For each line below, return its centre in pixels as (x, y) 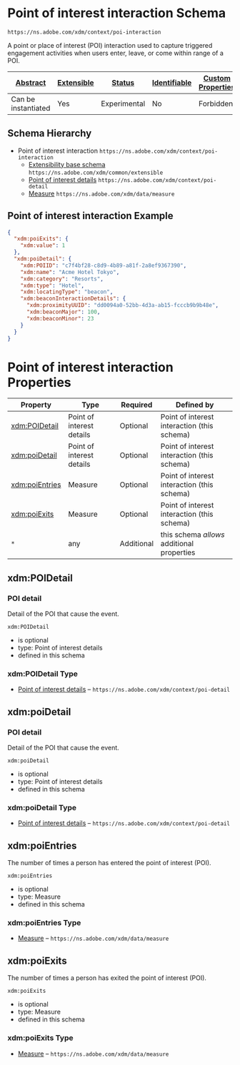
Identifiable (172, 82)
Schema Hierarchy (50, 133)
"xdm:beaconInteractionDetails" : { (73, 299)
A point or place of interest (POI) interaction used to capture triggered (110, 45)
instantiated (31, 108)
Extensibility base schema (67, 164)
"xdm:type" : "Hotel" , (52, 286)
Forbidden (216, 104)
